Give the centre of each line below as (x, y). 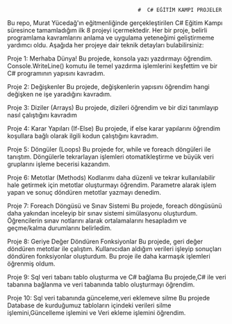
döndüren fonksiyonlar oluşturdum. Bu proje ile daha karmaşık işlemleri (109, 256)
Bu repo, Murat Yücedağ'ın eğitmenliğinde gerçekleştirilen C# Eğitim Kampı (115, 23)
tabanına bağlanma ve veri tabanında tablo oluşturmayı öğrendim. (101, 284)
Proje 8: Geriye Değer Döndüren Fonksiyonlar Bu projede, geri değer (105, 241)
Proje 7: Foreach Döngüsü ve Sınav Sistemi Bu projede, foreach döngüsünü (115, 206)
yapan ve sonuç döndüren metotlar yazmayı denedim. (84, 192)
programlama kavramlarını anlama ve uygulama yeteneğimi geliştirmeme (111, 38)
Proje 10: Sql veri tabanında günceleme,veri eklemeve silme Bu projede (109, 298)
